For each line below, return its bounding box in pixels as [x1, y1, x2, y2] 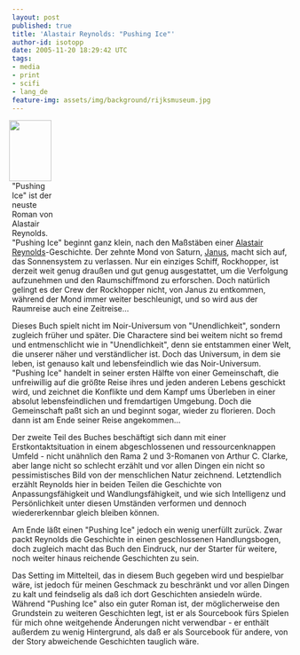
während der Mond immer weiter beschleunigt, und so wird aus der [12, 294, 258, 304]
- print [12, 71, 41, 80]
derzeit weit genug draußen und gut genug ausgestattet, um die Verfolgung [12, 265, 288, 276]
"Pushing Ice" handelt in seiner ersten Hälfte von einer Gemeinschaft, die [12, 367, 280, 378]
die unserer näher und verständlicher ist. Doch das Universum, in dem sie [12, 349, 280, 359]
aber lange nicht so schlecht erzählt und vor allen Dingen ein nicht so [12, 461, 265, 471]
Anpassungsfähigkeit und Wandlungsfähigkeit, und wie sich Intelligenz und [12, 489, 287, 500]
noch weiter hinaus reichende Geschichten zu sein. [12, 553, 200, 564]
